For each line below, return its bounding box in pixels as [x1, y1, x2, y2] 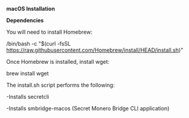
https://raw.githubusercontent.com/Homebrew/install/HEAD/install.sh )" [6, 46, 184, 54]
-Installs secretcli [6, 93, 50, 100]
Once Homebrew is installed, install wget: [6, 58, 110, 65]
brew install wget [6, 70, 49, 77]
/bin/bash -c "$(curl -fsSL [6, 40, 71, 47]
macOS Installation [6, 5, 56, 12]
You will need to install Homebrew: [6, 28, 93, 36]
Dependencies [6, 17, 44, 23]
